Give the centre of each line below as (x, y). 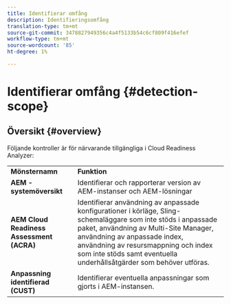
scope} (28, 106)
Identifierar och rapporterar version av (139, 183)
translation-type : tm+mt (43, 26)
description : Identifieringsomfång (58, 20)
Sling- (170, 211)
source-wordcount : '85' (41, 45)
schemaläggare (102, 219)
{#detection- (161, 92)
